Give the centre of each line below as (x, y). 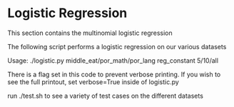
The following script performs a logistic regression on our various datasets (117, 46)
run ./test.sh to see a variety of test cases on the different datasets (105, 96)
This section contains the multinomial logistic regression (90, 33)
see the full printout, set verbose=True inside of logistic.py (93, 82)
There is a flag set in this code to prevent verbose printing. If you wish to (114, 74)
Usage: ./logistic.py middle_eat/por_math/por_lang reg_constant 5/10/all (113, 60)
